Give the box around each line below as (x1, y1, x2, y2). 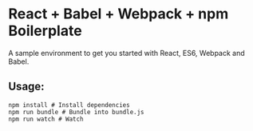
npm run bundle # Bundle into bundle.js (8, 108, 145, 116)
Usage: (8, 80, 45, 93)
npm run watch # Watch (8, 115, 84, 123)
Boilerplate (8, 22, 82, 40)
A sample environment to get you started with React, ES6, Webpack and (8, 48, 245, 58)
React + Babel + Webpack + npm (8, 5, 229, 23)
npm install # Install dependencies (8, 101, 130, 109)
